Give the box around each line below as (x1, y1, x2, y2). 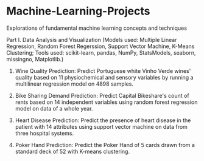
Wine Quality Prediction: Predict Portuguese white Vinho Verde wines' (15, 67, 191, 74)
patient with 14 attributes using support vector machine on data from (15, 123, 188, 130)
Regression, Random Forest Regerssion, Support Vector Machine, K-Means (6, 43, 195, 50)
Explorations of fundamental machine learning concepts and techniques (6, 24, 188, 32)
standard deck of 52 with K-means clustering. (15, 148, 130, 155)
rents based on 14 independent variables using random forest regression (15, 98, 198, 106)
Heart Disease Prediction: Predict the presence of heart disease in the (15, 117, 191, 124)
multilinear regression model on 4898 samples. (15, 80, 134, 87)
